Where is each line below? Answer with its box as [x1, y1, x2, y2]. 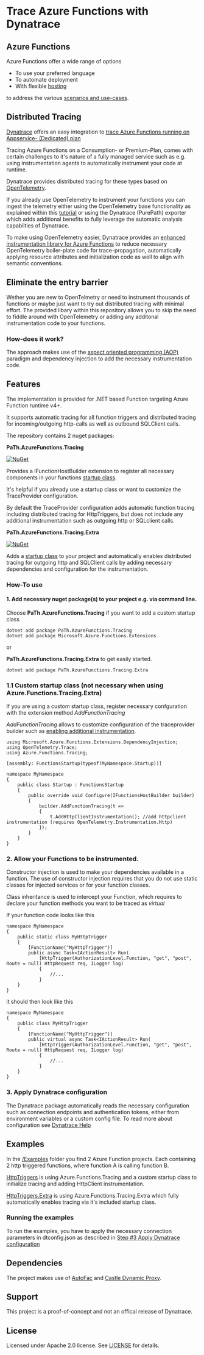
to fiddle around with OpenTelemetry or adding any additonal [6, 313, 159, 320]
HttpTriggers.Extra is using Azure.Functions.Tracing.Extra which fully [6, 1192, 179, 1199]
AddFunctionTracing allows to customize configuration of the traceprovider [6, 721, 195, 728]
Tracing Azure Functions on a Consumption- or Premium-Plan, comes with [6, 146, 194, 154]
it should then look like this [6, 998, 74, 1006]
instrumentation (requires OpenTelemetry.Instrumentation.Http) [6, 819, 173, 826]
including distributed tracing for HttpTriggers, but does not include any [6, 510, 184, 518]
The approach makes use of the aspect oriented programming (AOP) [6, 348, 179, 356]
